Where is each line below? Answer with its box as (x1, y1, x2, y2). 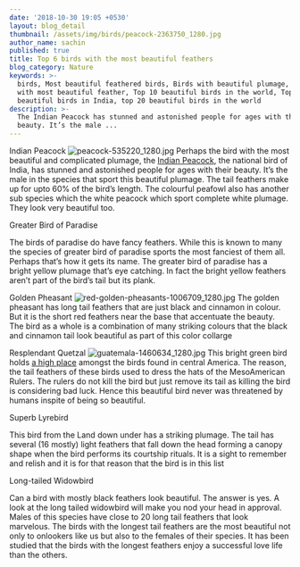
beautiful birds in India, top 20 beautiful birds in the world (17, 96, 262, 105)
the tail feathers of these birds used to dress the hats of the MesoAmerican (9, 367, 286, 377)
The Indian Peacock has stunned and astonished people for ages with (17, 113, 281, 121)
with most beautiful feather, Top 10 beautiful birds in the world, (17, 88, 278, 96)
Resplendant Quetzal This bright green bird (9, 347, 287, 358)
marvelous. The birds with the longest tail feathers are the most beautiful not (9, 521, 291, 531)
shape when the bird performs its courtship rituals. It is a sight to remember (9, 448, 287, 459)
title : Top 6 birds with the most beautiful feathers (9, 54, 214, 63)
